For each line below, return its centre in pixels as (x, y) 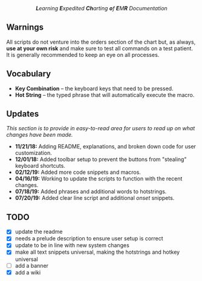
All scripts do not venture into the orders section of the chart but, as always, (101, 42)
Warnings (25, 28)
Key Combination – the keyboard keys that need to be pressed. (94, 88)
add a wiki (28, 272)
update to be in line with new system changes (72, 245)
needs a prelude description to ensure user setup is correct (89, 239)
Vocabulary (29, 74)
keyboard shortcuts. (40, 166)
